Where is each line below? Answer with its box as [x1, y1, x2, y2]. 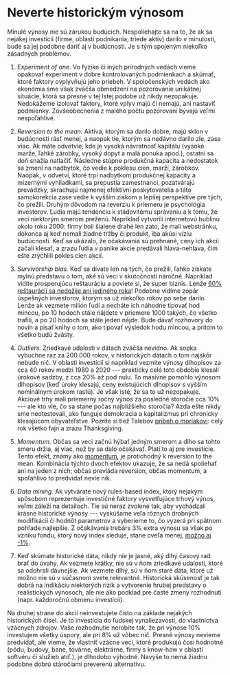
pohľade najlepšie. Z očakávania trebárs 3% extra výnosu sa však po [16, 524, 213, 532]
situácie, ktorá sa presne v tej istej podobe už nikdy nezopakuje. [16, 91, 199, 100]
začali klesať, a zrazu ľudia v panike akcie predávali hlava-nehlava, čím [16, 244, 218, 252]
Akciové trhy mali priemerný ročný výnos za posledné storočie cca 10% [16, 395, 220, 403]
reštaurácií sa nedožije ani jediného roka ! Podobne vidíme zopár [16, 287, 199, 295]
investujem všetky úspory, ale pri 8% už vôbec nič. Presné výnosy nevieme [7, 630, 221, 639]
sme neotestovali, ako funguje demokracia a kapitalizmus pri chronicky [16, 409, 218, 417]
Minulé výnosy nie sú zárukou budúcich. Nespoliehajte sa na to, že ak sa [7, 27, 213, 36]
